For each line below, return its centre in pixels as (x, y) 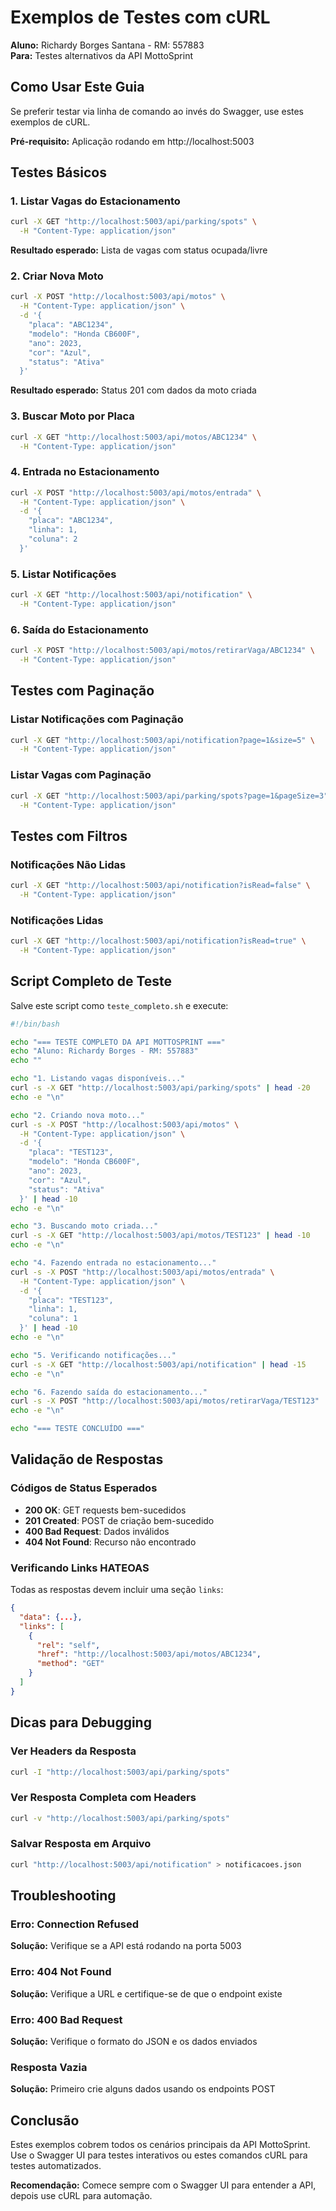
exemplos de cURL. (50, 122)
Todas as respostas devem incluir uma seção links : (117, 1590)
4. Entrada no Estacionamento (85, 472)
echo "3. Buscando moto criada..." (84, 1226)
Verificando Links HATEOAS (80, 1568)
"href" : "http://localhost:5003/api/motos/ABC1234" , (149, 1654)
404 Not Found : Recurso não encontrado (110, 1542)
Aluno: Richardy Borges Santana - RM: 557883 (107, 45)
